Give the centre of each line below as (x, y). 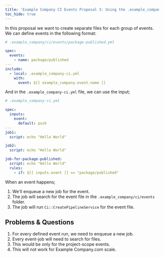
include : (14, 69)
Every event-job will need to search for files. (57, 239)
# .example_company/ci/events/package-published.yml (60, 42)
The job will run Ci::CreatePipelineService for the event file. (73, 207)
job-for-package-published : (34, 159)
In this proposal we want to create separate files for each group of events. (80, 28)
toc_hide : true (20, 14)
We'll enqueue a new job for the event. (51, 191)
